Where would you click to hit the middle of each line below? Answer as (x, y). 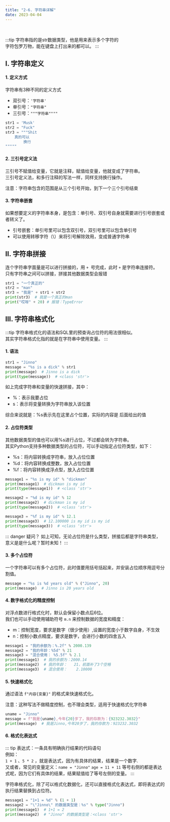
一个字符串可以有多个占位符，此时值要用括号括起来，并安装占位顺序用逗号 (83, 567)
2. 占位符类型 (19, 428)
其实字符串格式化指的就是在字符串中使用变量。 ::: (57, 339)
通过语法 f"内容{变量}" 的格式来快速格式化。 (51, 694)
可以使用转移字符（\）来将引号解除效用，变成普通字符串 (71, 236)
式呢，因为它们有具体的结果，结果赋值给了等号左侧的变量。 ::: (70, 773)
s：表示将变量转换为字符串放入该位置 (52, 404)
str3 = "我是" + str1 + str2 (35, 293)
